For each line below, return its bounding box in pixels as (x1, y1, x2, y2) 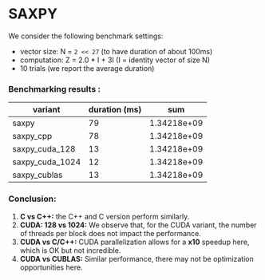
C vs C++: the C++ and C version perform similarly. (19, 211, 190, 221)
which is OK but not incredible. (19, 245, 121, 255)
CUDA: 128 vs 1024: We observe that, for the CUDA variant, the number (19, 220, 257, 230)
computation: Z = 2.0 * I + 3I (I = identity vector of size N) (19, 55, 210, 65)
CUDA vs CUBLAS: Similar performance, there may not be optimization (19, 254, 254, 263)
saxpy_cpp (12, 131, 53, 142)
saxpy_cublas (12, 169, 63, 180)
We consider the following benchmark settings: (8, 31, 164, 41)
